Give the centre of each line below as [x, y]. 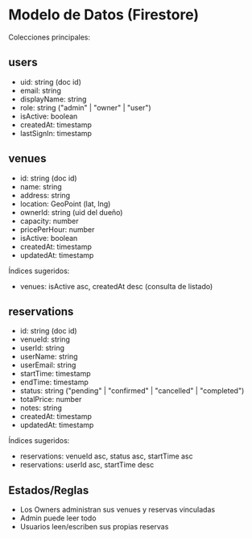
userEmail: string [48, 365]
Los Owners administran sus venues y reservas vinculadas [118, 510]
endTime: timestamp [54, 382]
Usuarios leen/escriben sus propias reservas [94, 527]
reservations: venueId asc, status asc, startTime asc [106, 456]
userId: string [42, 348]
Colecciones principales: [50, 37]
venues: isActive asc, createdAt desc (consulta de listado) [116, 286]
